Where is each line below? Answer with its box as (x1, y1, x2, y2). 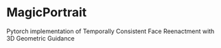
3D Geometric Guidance (6, 34, 75, 42)
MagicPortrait (6, 5, 87, 20)
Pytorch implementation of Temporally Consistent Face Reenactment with (6, 27, 215, 35)
